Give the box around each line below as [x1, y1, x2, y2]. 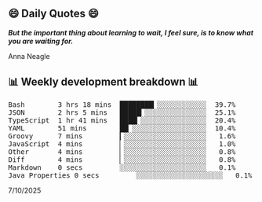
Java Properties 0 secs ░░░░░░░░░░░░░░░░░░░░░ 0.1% [8, 171, 253, 180]
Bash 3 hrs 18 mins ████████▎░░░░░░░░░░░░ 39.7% [8, 100, 236, 109]
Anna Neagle [8, 51, 50, 61]
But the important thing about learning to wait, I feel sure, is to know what [8, 28, 253, 37]
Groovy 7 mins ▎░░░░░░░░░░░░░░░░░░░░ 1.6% [8, 131, 236, 141]
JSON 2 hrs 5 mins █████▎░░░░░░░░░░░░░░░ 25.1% [8, 108, 236, 117]
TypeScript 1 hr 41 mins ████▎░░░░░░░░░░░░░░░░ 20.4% [8, 116, 236, 125]
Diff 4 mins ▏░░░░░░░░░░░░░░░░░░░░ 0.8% [8, 155, 236, 164]
